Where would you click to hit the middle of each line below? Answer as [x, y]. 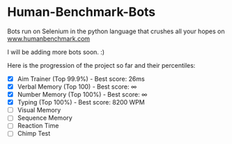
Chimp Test [34, 134]
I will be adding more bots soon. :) [56, 52]
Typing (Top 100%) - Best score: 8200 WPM [81, 102]
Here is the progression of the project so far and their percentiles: [101, 65]
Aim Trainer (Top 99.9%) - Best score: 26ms [81, 79]
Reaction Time [38, 126]
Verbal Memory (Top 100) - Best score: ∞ [77, 87]
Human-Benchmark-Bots [82, 12]
